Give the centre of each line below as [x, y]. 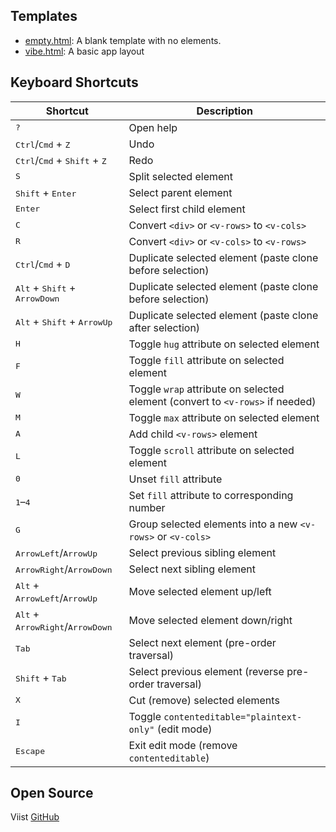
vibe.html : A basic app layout [84, 51]
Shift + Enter [46, 192]
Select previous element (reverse [206, 671]
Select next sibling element [192, 569]
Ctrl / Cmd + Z [43, 144]
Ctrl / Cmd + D [43, 264]
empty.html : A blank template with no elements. [123, 40]
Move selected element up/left [200, 591]
